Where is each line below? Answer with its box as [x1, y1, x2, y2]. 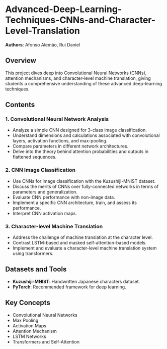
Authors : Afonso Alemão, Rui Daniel [5, 41, 80, 47]
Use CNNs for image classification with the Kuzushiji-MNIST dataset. [12, 178, 156, 184]
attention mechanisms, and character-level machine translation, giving [5, 75, 151, 81]
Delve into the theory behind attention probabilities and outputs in [12, 148, 149, 155]
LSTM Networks [12, 333, 46, 339]
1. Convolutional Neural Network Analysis [5, 116, 109, 123]
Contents [5, 101, 35, 109]
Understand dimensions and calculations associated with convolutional [12, 132, 160, 138]
